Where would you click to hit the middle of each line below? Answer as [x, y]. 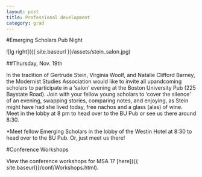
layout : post [23, 12]
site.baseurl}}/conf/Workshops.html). [52, 168]
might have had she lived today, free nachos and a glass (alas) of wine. [94, 107]
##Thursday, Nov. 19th [34, 63]
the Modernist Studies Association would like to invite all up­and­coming [94, 81]
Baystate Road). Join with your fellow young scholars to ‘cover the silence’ [99, 95]
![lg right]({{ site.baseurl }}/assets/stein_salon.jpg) [68, 52]
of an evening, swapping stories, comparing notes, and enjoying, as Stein [97, 101]
